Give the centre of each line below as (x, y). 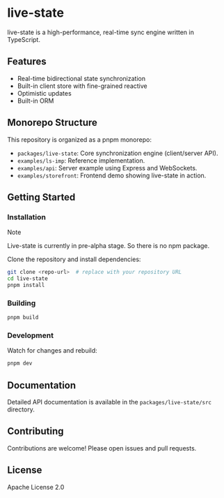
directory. (21, 409)
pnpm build (23, 318)
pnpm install (26, 285)
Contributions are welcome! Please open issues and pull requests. (102, 448)
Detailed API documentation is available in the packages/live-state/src (110, 402)
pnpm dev (20, 364)
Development (31, 335)
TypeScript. (24, 39)
